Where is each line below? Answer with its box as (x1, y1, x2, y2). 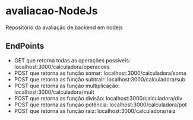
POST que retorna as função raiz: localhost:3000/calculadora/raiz (14, 107, 176, 114)
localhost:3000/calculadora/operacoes (14, 63, 110, 70)
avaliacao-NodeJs (5, 4, 99, 18)
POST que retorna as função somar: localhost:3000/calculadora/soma (14, 70, 186, 77)
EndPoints (5, 41, 45, 51)
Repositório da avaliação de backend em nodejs (5, 24, 123, 31)
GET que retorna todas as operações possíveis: (14, 56, 131, 64)
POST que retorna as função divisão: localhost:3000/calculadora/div (14, 94, 182, 102)
